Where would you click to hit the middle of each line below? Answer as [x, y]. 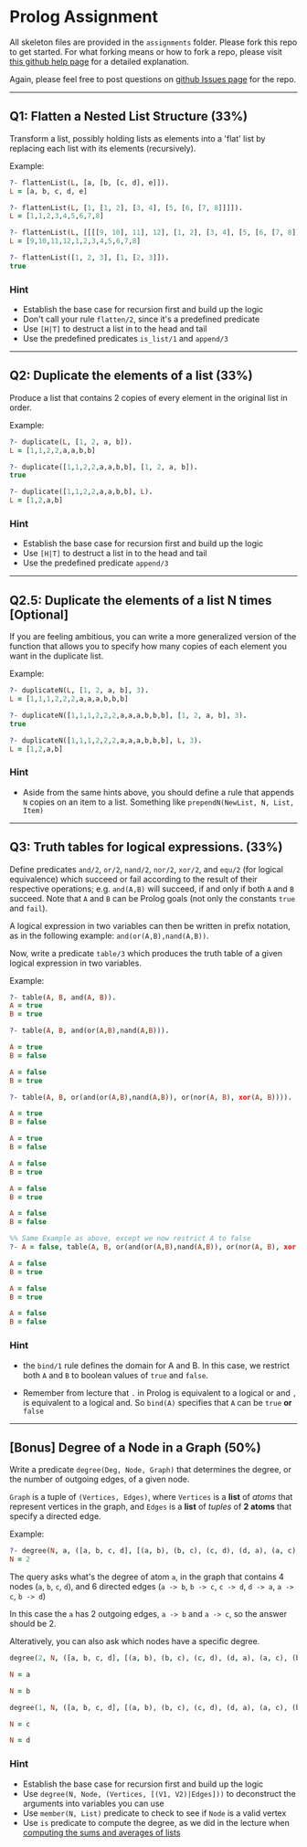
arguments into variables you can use [93, 1803]
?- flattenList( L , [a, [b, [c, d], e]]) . [90, 183]
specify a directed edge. [56, 1516]
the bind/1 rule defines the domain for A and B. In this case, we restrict [156, 1365]
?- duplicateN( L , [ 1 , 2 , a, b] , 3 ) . [79, 691]
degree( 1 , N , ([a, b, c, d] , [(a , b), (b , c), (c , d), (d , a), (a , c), [149, 1707]
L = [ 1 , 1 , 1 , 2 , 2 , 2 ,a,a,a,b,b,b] [69, 699]
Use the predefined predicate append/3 [95, 563]
